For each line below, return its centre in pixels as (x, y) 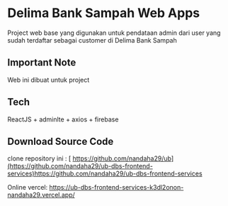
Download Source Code (61, 141)
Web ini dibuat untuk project (49, 80)
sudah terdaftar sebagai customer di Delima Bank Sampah (92, 40)
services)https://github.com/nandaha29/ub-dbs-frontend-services (105, 174)
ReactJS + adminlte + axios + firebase (63, 119)
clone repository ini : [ (39, 158)
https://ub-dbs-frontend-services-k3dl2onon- (116, 188)
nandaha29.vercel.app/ (41, 195)
